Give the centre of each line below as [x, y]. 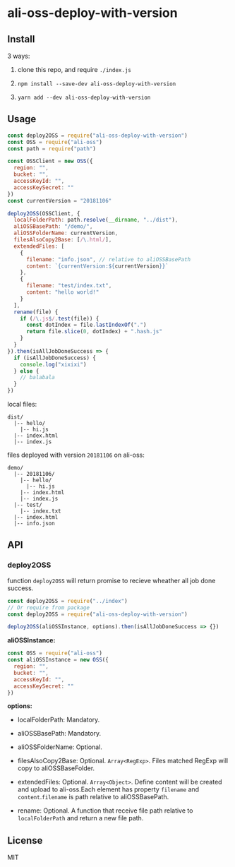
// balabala [37, 378]
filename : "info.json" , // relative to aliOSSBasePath [108, 259]
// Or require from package [49, 608]
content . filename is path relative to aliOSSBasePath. [93, 797]
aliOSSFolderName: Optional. [60, 747]
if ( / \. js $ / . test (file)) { [60, 318]
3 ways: [19, 56]
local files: [22, 405]
